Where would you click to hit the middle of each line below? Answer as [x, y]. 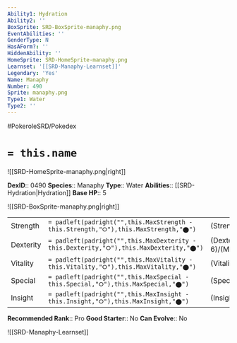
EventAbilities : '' [36, 34]
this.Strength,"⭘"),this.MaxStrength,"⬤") [122, 229]
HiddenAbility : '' [34, 54]
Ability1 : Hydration [38, 14]
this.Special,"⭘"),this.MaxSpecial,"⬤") [119, 284]
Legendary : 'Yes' [33, 73]
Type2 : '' [22, 106]
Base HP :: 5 [90, 192]
